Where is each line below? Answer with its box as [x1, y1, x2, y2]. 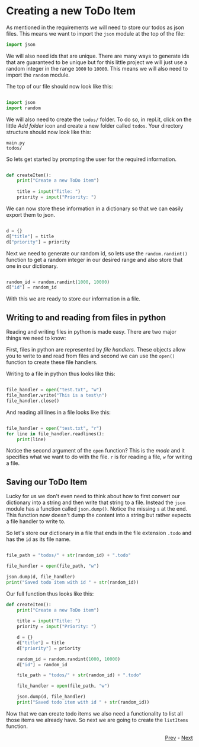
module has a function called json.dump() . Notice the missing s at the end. [6, 505, 188, 512]
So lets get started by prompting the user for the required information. [6, 156, 176, 163]
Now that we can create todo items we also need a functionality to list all [6, 710, 183, 717]
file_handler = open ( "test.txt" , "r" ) [6, 425, 102, 431]
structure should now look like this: [6, 128, 92, 135]
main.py [6, 140, 25, 146]
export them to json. [6, 211, 55, 218]
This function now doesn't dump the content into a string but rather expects [6, 512, 191, 519]
